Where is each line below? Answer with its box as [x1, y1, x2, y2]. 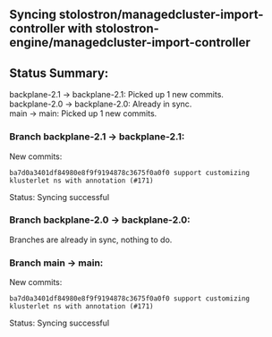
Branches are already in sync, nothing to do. [9, 234, 173, 245]
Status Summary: [9, 65, 109, 80]
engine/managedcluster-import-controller [9, 35, 251, 50]
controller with [9, 21, 93, 37]
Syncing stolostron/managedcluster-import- [9, 7, 264, 22]
